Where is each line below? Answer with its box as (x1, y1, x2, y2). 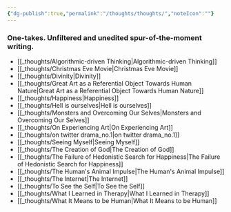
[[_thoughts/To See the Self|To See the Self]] (17, 182, 145, 190)
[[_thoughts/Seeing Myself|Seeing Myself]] (17, 137, 140, 146)
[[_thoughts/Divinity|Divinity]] (17, 72, 101, 80)
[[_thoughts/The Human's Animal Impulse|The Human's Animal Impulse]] (17, 167, 225, 175)
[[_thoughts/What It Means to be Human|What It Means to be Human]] (17, 196, 217, 204)
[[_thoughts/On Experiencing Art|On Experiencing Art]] (17, 123, 174, 131)
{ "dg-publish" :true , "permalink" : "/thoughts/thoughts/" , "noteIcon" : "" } (7, 10, 214, 17)
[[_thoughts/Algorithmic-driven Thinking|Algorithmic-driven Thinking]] (17, 57, 217, 66)
